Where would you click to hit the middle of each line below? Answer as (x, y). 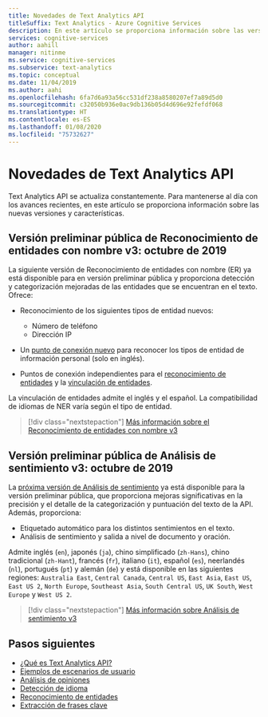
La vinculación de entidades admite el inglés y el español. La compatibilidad (133, 398)
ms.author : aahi (35, 90)
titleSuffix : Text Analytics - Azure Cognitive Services (105, 23)
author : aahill (33, 46)
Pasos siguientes (52, 644)
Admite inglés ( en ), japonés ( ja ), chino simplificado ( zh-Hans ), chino (119, 553)
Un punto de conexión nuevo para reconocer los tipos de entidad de (132, 350)
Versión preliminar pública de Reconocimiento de (133, 238)
